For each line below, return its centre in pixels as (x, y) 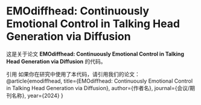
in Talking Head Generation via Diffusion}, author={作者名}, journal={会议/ (98, 88)
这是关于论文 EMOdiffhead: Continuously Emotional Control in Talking (95, 54)
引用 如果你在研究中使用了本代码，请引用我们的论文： (73, 74)
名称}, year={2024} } (37, 95)
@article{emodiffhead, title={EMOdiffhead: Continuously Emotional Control (100, 81)
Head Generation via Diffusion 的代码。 (56, 61)
